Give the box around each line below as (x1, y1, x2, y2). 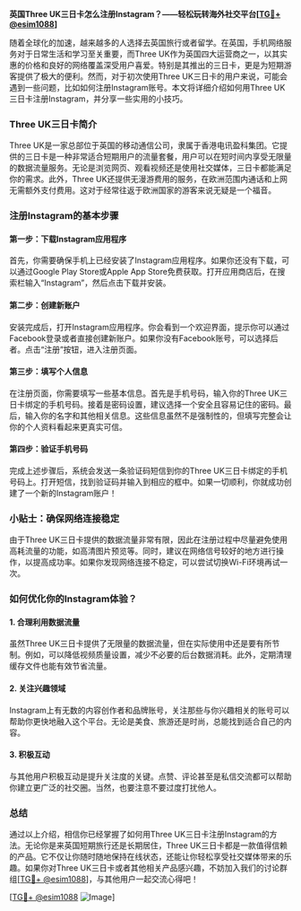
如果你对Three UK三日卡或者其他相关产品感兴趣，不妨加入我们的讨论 (24, 863, 280, 873)
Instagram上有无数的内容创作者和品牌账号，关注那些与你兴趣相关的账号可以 (9, 705, 289, 715)
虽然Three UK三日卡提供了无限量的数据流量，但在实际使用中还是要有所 (9, 638, 272, 649)
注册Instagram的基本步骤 (9, 210, 119, 223)
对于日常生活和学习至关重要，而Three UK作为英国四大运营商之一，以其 (16, 48, 280, 59)
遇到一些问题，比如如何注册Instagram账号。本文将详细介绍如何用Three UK (9, 83, 286, 92)
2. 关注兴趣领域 (9, 683, 66, 694)
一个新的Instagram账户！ (24, 488, 117, 499)
